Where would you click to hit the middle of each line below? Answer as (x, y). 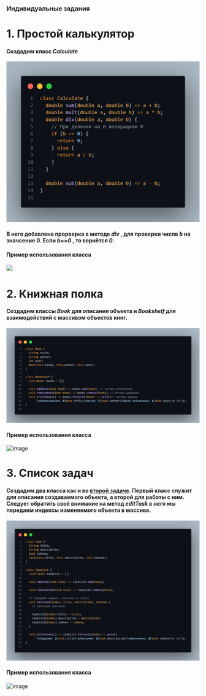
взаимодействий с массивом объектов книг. (67, 318)
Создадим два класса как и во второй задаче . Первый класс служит (99, 490)
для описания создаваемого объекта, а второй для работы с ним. (95, 497)
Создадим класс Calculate (42, 51)
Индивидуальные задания (48, 9)
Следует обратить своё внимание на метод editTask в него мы (91, 503)
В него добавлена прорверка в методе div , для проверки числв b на (99, 234)
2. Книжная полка (55, 294)
